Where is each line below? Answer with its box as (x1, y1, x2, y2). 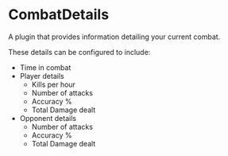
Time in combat (19, 62, 71, 72)
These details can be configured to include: (8, 47, 151, 57)
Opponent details (19, 113, 77, 123)
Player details (19, 71, 65, 80)
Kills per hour (31, 80, 75, 89)
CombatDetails (8, 6, 110, 24)
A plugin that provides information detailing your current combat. (8, 32, 221, 41)
